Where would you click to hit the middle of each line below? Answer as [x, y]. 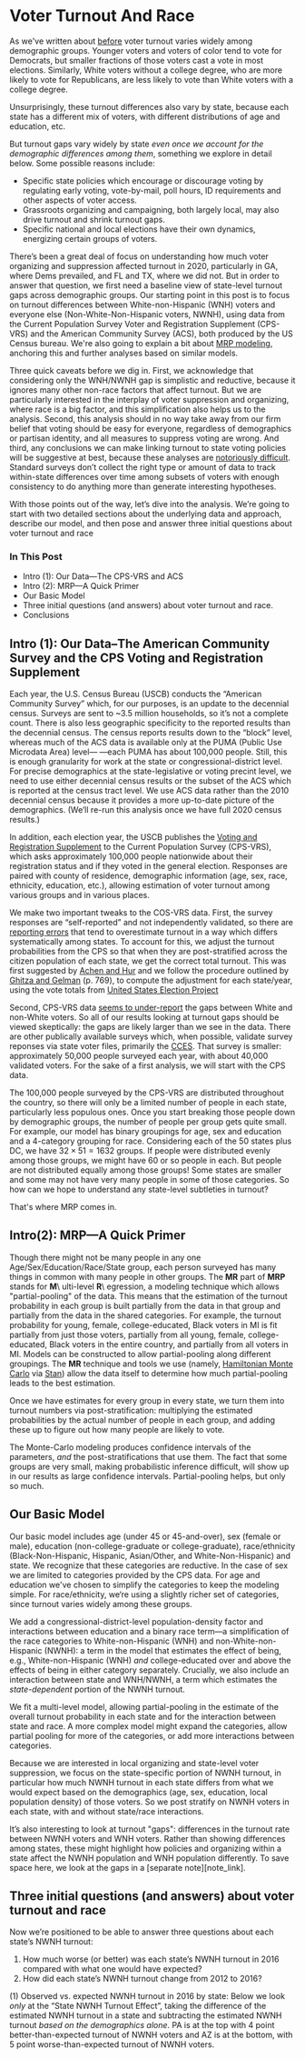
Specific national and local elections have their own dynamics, [139, 229]
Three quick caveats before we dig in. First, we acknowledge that [132, 370]
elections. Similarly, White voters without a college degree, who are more [146, 70]
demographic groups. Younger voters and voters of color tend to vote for [146, 50]
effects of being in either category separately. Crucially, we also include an [149, 1670]
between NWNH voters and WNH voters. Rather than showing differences [148, 1838]
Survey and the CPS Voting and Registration [136, 658]
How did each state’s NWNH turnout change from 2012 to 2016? [142, 1979]
